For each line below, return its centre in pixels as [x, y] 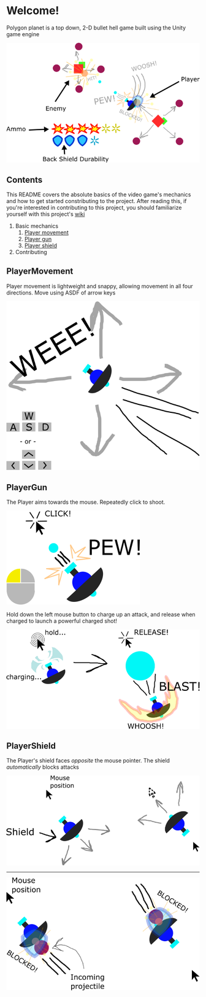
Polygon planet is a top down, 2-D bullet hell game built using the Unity [96, 28]
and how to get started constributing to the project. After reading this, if [97, 201]
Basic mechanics [37, 226]
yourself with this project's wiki [46, 214]
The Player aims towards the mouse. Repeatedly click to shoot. [86, 502]
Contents [25, 179]
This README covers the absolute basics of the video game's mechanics [99, 194]
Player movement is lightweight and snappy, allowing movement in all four [100, 286]
